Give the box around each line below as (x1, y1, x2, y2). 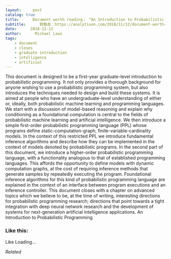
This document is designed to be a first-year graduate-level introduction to (5, 73, 162, 80)
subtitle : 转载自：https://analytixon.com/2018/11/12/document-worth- (5, 21, 166, 27)
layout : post (5, 7, 42, 13)
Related (5, 248, 21, 255)
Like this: (5, 227, 28, 235)
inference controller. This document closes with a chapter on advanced (5, 187, 155, 194)
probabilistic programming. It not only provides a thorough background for (5, 79, 161, 85)
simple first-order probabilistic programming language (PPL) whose (5, 122, 147, 128)
